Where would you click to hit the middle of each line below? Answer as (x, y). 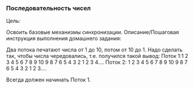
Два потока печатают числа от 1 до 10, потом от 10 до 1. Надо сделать (94, 50)
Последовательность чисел (49, 8)
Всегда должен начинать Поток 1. (49, 80)
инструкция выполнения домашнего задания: (64, 39)
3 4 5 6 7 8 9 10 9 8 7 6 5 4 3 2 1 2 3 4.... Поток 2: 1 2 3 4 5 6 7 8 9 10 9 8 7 (97, 62)
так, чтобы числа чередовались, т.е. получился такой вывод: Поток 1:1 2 (97, 56)
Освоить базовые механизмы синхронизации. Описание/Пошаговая (93, 32)
